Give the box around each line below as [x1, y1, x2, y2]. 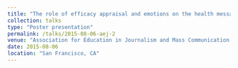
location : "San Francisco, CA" [7, 50, 100, 57]
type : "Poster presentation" [7, 23, 93, 30]
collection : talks [7, 17, 62, 24]
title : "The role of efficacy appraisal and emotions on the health [7, 10, 214, 18]
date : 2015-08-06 [7, 43, 59, 50]
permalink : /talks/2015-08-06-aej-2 [7, 30, 115, 38]
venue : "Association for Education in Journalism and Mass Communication [7, 37, 230, 44]
